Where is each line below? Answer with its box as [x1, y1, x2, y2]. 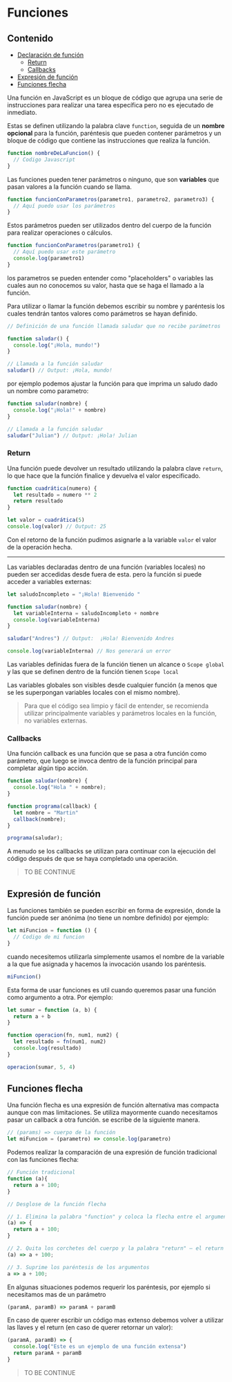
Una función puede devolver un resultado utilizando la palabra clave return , [7, 464, 223, 472]
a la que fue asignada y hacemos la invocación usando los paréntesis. [7, 960, 206, 968]
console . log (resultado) [13, 1045, 81, 1052]
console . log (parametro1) [13, 255, 85, 262]
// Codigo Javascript [13, 156, 76, 163]
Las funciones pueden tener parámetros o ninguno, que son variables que [7, 175, 220, 183]
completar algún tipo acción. [7, 764, 88, 772]
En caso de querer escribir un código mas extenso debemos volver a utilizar [7, 1316, 224, 1325]
